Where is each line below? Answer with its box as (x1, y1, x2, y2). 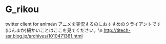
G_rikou (5, 4, 39, 15)
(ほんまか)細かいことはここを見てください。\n (5, 27, 103, 33)
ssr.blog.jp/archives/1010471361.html (5, 33, 83, 39)
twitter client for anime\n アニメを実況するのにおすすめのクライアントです (5, 21, 161, 27)
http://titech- (103, 27, 131, 33)
